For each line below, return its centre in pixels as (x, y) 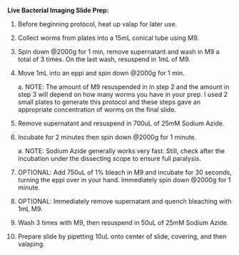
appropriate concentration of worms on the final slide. (97, 109)
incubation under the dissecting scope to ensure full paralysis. (109, 158)
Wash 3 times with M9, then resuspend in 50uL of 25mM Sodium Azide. (123, 223)
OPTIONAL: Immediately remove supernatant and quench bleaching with (124, 201)
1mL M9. (30, 209)
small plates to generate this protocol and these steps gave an (109, 102)
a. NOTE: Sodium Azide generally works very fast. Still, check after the (121, 151)
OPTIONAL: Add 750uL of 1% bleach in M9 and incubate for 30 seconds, (124, 172)
